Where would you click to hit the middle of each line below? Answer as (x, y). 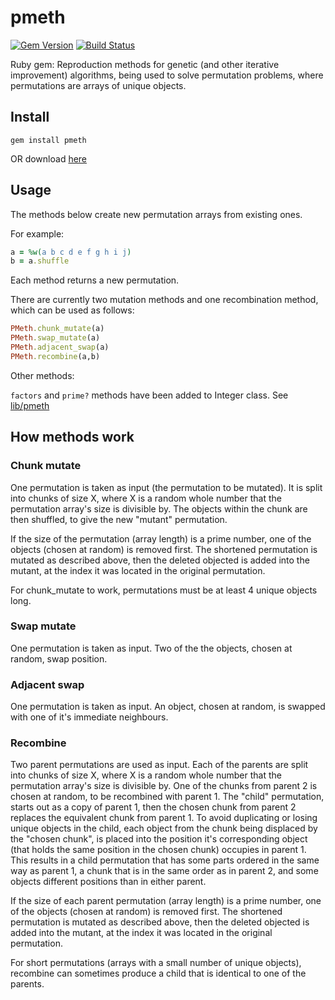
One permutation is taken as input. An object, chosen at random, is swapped (168, 707)
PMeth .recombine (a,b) (55, 356)
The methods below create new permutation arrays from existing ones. (156, 214)
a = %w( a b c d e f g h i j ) (71, 252)
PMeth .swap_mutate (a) (55, 338)
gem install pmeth (48, 140)
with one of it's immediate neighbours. (89, 717)
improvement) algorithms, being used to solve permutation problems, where (167, 75)
